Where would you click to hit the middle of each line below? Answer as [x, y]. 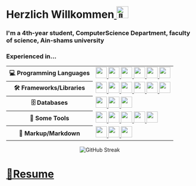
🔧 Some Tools [49, 118]
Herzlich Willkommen [60, 15]
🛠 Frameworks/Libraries [50, 88]
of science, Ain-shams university [55, 40]
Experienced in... [31, 56]
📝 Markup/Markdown [49, 133]
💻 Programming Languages [50, 73]
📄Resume [30, 174]
